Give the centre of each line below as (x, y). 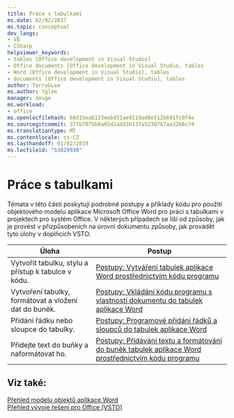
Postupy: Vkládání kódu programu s (154, 291)
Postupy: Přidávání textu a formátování (159, 340)
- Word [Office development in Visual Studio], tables (88, 72)
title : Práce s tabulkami (45, 14)
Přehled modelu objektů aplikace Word (63, 400)
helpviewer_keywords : (39, 53)
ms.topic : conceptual (39, 27)
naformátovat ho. (39, 354)
